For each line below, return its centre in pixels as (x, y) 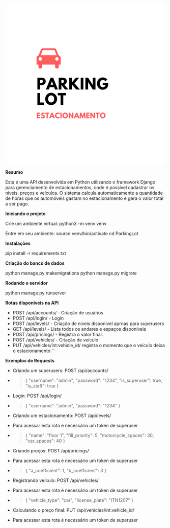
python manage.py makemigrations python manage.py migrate (71, 273)
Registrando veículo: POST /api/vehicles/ (56, 480)
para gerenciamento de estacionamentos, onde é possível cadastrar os (80, 187)
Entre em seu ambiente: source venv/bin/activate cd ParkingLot (72, 233)
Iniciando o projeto (25, 214)
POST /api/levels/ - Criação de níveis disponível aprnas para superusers (88, 324)
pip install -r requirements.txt (36, 253)
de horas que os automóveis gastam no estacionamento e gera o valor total (84, 198)
